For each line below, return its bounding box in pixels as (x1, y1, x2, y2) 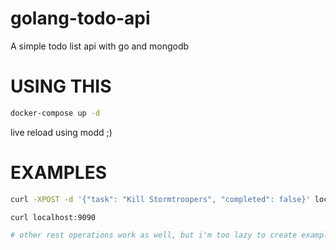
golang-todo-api (10, 7, 151, 30)
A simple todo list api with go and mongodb (10, 40, 190, 52)
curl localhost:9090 (10, 212, 97, 222)
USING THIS (10, 75, 112, 98)
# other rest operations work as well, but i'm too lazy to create (10, 230, 298, 241)
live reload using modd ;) (10, 126, 113, 138)
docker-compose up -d (10, 108, 101, 118)
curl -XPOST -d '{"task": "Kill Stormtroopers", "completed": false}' (10, 194, 311, 204)
